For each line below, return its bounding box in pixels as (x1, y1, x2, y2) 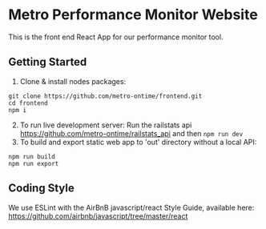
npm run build (8, 152, 56, 161)
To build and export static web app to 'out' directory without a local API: (19, 137, 257, 147)
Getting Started (8, 55, 87, 69)
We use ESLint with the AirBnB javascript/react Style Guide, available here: (8, 203, 255, 212)
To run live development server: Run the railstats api (19, 120, 192, 130)
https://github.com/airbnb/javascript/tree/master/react (8, 211, 188, 221)
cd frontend (8, 98, 48, 107)
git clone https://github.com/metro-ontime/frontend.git (8, 92, 203, 100)
